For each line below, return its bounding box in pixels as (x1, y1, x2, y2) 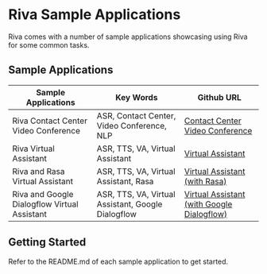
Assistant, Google (96, 199, 163, 210)
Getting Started (8, 236, 87, 249)
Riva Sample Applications (8, 6, 181, 24)
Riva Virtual (12, 143, 56, 154)
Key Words (114, 91, 158, 102)
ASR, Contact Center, (96, 110, 176, 121)
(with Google (184, 199, 233, 210)
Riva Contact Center (12, 115, 87, 126)
